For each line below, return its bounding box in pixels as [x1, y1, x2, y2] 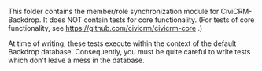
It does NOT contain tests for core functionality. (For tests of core [42, 15, 255, 24]
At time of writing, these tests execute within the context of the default [8, 39, 237, 48]
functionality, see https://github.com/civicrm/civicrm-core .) [8, 24, 203, 32]
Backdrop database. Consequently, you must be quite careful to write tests [8, 47, 251, 56]
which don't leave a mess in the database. [8, 55, 145, 65]
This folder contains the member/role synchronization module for [8, 7, 220, 16]
